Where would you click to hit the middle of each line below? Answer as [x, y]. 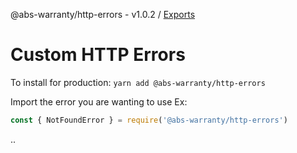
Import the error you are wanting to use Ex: [99, 101]
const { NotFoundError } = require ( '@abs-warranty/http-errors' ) [149, 120]
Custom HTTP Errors [98, 55]
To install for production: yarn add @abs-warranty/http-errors [138, 82]
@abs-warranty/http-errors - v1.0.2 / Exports [103, 14]
